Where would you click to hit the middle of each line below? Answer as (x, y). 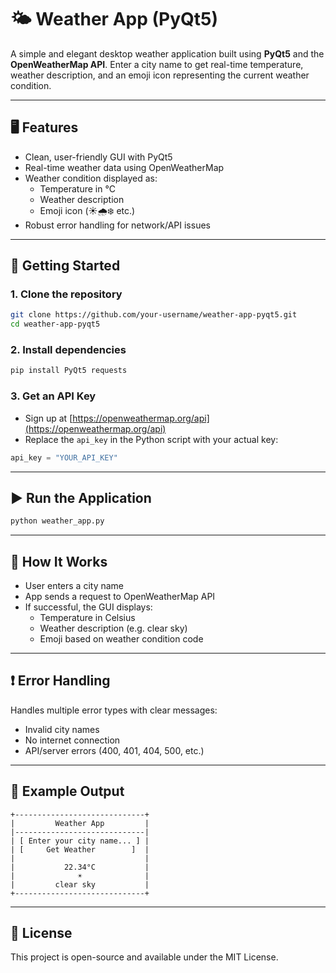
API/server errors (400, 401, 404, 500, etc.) (114, 750)
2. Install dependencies (68, 350)
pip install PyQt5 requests (69, 371)
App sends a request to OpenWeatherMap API (120, 597)
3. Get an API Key (53, 396)
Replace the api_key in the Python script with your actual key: (151, 439)
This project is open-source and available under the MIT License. (144, 957)
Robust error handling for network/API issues (117, 225)
